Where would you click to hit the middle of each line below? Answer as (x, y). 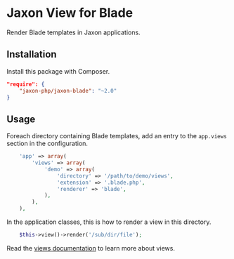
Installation (32, 54)
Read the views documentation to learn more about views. (91, 248)
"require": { (26, 84)
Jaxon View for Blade (70, 13)
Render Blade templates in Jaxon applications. (74, 32)
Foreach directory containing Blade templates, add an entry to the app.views (117, 136)
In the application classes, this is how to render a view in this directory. (109, 222)
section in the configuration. (47, 144)
